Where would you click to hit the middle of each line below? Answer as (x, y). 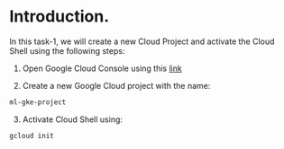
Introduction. (60, 17)
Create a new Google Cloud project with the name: (116, 85)
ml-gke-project (38, 102)
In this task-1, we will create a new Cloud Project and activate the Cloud (142, 41)
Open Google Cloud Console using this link (102, 68)
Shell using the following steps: (67, 50)
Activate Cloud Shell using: (73, 119)
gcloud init (32, 136)
